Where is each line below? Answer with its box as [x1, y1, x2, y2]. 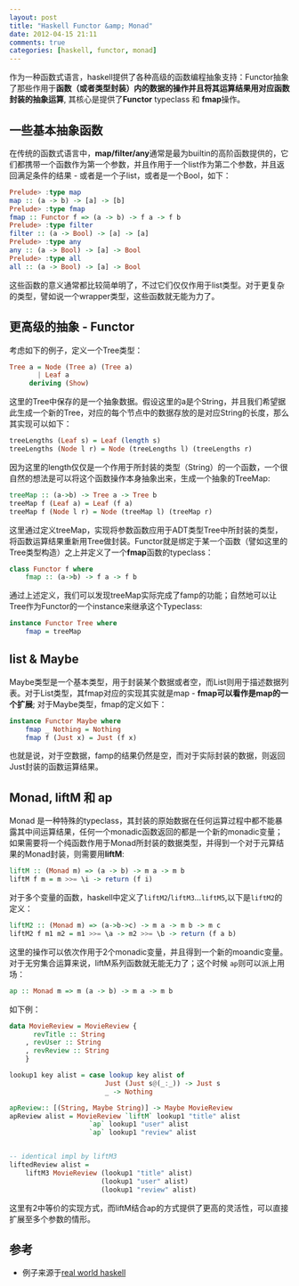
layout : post [9, 12, 58, 22]
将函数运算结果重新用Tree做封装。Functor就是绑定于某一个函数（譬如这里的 [9, 535, 288, 546]
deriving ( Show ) [28, 379, 90, 388]
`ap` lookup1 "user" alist [88, 1119, 190, 1129]
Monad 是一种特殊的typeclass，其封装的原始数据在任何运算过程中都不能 [9, 816, 276, 826]
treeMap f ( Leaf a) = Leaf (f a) [9, 499, 133, 508]
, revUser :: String [25, 1038, 101, 1047]
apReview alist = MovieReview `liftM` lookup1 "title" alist [9, 1111, 241, 1120]
